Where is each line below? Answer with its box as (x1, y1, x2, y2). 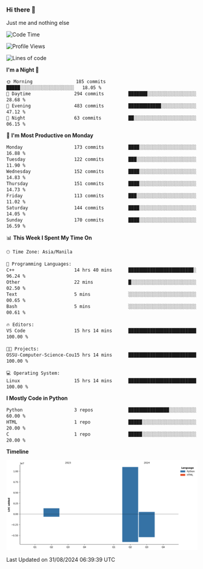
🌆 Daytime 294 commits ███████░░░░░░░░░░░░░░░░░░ (6, 91, 197, 97)
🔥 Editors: (6, 322, 35, 328)
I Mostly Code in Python (6, 394, 68, 402)
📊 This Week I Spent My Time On (6, 234, 92, 241)
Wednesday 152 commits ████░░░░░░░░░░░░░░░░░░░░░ (6, 169, 197, 175)
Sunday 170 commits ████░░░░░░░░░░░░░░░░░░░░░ (6, 217, 197, 223)
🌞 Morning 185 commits (6, 79, 106, 85)
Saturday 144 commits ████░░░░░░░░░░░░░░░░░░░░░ (6, 205, 197, 211)
